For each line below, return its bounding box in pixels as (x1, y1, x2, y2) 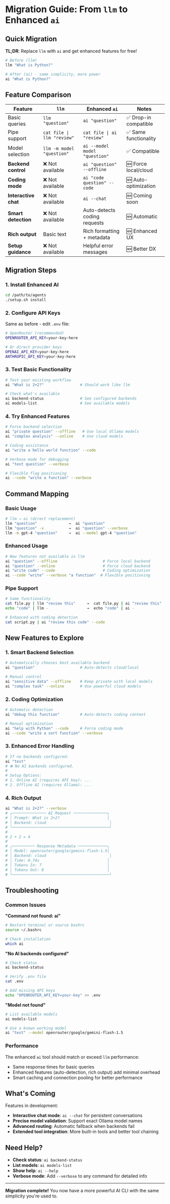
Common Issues (5, 901, 47, 908)
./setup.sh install (5, 297, 47, 303)
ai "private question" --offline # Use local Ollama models (5, 429, 139, 434)
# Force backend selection (5, 424, 62, 429)
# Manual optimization (5, 721, 53, 726)
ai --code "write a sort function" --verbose (5, 730, 103, 735)
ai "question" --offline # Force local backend (5, 558, 151, 564)
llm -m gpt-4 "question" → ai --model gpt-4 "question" (5, 530, 137, 536)
